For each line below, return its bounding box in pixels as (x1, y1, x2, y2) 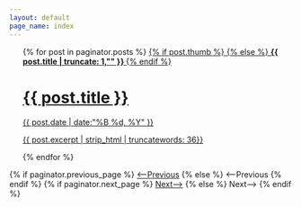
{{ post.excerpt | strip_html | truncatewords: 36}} (22, 134, 204, 145)
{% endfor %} (22, 152, 75, 163)
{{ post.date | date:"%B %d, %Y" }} (22, 117, 155, 128)
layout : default (9, 13, 70, 22)
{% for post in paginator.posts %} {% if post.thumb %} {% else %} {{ (22, 46, 279, 57)
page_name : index (9, 22, 75, 31)
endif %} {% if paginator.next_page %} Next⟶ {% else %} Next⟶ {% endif (9, 179, 292, 190)
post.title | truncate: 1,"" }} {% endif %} (22, 56, 173, 67)
